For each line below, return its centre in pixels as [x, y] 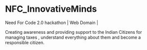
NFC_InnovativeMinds [51, 9]
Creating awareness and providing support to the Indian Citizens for [73, 32]
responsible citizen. [25, 42]
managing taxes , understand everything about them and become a [73, 37]
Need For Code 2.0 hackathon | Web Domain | [52, 23]
